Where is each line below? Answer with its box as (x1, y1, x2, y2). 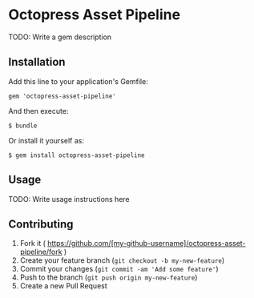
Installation (8, 55, 66, 69)
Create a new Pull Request (19, 281, 108, 291)
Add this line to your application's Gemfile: (8, 76, 148, 86)
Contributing (8, 217, 74, 231)
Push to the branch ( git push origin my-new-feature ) (19, 272, 198, 282)
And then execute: (8, 106, 69, 115)
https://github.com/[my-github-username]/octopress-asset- (46, 239, 246, 248)
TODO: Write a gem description (8, 32, 112, 42)
